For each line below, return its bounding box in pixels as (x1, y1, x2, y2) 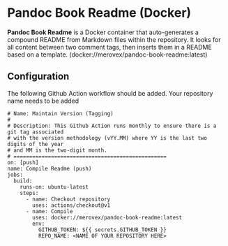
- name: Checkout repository (25, 196, 111, 203)
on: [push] (7, 159, 39, 166)
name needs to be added (7, 96, 79, 105)
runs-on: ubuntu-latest (20, 183, 89, 190)
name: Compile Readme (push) (7, 165, 92, 172)
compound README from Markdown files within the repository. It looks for (7, 35, 221, 43)
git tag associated (7, 128, 64, 136)
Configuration (7, 71, 70, 82)
